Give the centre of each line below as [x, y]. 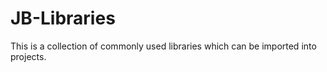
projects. [28, 56]
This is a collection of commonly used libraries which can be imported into [163, 46]
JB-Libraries [63, 18]
